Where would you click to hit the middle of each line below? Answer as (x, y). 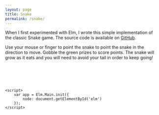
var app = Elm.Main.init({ (41, 95)
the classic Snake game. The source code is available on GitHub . (71, 38)
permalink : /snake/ (25, 19)
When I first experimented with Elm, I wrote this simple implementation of (79, 33)
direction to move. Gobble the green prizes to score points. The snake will (80, 52)
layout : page (18, 10)
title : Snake (18, 14)
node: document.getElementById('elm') (62, 99)
